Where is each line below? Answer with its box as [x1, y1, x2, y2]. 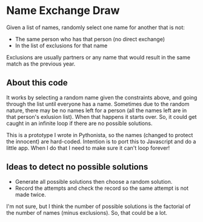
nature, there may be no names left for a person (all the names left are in [6, 107, 187, 114]
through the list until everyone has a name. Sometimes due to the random [6, 100, 190, 107]
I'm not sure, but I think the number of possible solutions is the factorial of [6, 203, 191, 210]
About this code [6, 78, 68, 88]
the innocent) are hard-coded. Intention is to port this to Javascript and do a [6, 138, 196, 145]
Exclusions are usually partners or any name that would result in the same [6, 53, 191, 61]
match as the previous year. [6, 60, 76, 67]
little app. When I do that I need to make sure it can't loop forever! [6, 144, 170, 152]
